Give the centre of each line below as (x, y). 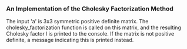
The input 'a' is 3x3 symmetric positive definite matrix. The (77, 22)
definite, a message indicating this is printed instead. (70, 40)
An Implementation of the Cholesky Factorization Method (90, 9)
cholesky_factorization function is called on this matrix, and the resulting (93, 27)
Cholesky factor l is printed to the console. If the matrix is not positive (90, 34)
